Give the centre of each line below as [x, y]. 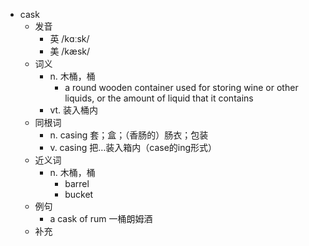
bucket [79, 194]
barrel [77, 183]
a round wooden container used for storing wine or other [181, 87]
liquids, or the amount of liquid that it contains [159, 98]
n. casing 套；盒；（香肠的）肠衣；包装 [129, 135]
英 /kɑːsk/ [69, 38]
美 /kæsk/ [70, 51]
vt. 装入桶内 [74, 110]
